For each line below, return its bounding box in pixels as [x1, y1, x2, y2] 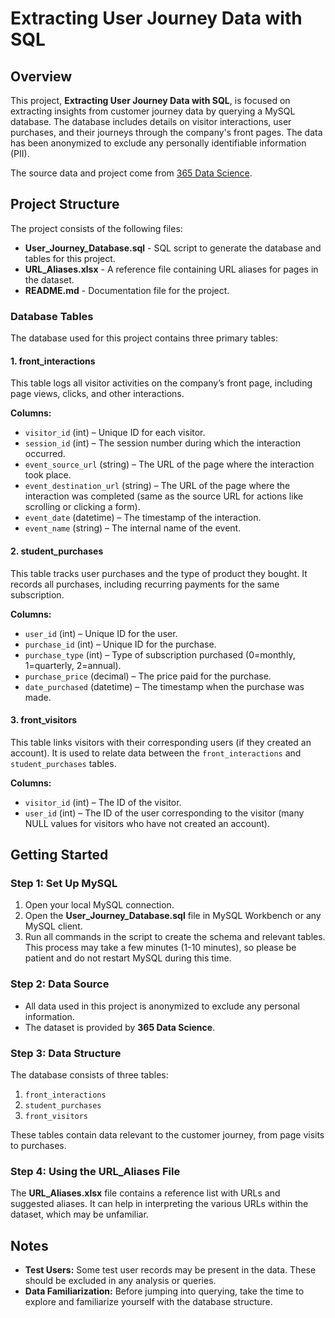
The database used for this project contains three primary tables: [10, 332, 278, 344]
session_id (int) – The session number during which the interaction [24, 437, 301, 449]
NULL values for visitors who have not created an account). [24, 817, 270, 829]
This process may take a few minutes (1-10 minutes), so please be [24, 942, 297, 954]
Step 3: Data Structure [10, 1046, 122, 1060]
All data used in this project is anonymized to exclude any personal [24, 1000, 301, 1012]
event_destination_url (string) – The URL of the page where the [24, 480, 291, 492]
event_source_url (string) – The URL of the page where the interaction [24, 458, 315, 471]
